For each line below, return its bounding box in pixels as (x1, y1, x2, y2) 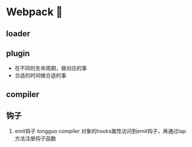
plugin (6, 48, 31, 58)
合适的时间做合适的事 (14, 72, 66, 79)
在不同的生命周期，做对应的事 (14, 64, 87, 72)
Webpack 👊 (6, 5, 63, 19)
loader (6, 29, 31, 39)
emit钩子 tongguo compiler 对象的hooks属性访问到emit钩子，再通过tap (14, 127, 187, 134)
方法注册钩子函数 (14, 135, 56, 142)
